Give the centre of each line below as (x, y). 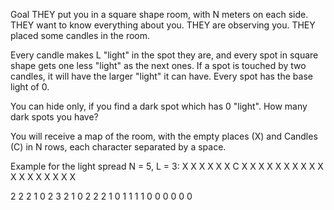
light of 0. (30, 87)
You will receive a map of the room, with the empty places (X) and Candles (164, 136)
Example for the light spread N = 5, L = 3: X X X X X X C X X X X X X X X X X (167, 166)
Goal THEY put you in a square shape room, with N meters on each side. (159, 14)
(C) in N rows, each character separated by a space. (118, 147)
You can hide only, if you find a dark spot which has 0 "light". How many (159, 106)
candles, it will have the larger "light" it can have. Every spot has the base (161, 76)
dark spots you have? (54, 117)
